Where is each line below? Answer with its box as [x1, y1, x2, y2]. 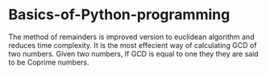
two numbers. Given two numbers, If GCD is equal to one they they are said [8, 49, 260, 58]
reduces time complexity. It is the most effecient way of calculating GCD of [8, 40, 257, 49]
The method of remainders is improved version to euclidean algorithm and [8, 32, 255, 41]
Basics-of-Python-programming [8, 6, 231, 24]
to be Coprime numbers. [8, 57, 90, 67]
